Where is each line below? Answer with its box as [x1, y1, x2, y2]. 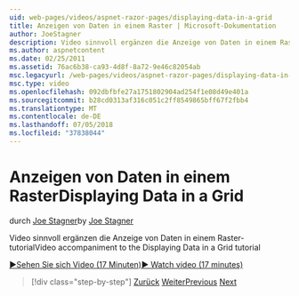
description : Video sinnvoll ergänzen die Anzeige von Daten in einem [9, 37, 277, 47]
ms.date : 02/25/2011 [9, 54, 86, 63]
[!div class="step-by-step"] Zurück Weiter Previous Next [30, 276, 238, 287]
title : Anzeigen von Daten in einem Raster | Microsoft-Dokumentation [9, 21, 277, 30]
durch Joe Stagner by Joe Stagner [9, 215, 133, 226]
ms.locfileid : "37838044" [9, 129, 105, 138]
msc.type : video [9, 79, 69, 88]
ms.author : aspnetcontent [9, 46, 105, 55]
